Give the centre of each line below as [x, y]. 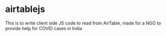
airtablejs [25, 9]
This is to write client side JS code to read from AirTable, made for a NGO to [83, 23]
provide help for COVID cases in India [44, 28]
